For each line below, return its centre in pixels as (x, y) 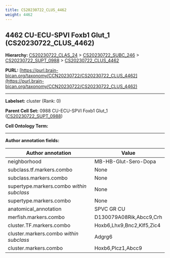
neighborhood (25, 161)
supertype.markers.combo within (47, 186)
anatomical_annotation (35, 209)
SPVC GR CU (110, 209)
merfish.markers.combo (36, 217)
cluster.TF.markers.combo (39, 226)
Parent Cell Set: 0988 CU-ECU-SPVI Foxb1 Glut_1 (56, 111)
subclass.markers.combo (38, 178)
